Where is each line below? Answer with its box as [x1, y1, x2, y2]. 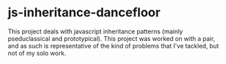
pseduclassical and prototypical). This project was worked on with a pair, [8, 34, 216, 42]
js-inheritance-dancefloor [8, 5, 161, 20]
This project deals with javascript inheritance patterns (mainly [8, 27, 183, 35]
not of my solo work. [8, 49, 66, 57]
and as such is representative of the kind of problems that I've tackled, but [8, 42, 219, 50]
